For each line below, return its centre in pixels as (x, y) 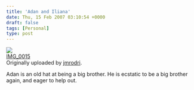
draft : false (22, 22)
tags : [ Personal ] (28, 28)
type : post (20, 34)
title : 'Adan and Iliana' (38, 12)
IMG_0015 (19, 56)
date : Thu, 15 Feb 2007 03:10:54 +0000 (56, 17)
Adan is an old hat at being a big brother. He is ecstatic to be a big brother (97, 74)
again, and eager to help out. (42, 81)
